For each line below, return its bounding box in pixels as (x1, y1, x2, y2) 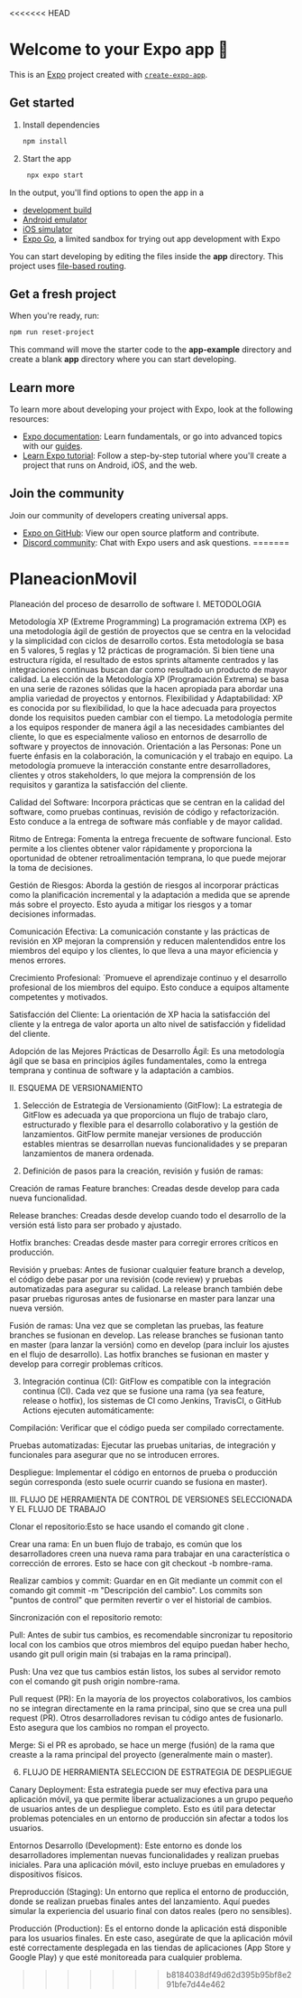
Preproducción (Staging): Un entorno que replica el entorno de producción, (9, 1886, 289, 1897)
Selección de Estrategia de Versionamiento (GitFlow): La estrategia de (22, 1099, 283, 1110)
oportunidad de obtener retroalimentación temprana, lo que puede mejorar (9, 853, 287, 864)
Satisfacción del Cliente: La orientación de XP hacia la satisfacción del (9, 1009, 270, 1020)
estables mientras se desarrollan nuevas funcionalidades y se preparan (22, 1138, 288, 1149)
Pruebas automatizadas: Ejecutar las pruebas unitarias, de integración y (9, 1440, 277, 1451)
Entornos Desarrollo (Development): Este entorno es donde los (9, 1840, 243, 1851)
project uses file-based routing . (9, 260, 127, 271)
